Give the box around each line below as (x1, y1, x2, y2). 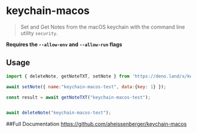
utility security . (20, 29, 58, 36)
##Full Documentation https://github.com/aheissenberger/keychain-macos (6, 121, 187, 128)
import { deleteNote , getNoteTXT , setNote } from (6, 73, 130, 79)
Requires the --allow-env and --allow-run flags (6, 41, 123, 48)
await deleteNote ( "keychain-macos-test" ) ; (6, 110, 111, 116)
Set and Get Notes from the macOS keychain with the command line (20, 23, 185, 30)
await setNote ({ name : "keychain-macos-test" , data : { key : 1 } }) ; (6, 83, 167, 90)
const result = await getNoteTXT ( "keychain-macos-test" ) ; (6, 94, 151, 100)
